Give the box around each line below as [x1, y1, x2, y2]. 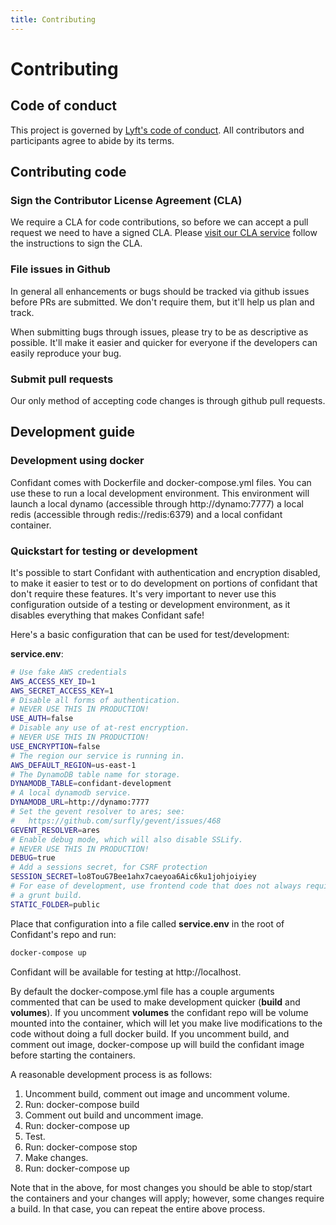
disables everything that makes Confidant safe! [10, 609, 205, 621]
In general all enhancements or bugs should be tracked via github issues [10, 285, 310, 297]
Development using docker [10, 454, 145, 468]
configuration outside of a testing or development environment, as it [10, 598, 291, 610]
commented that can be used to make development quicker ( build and [10, 996, 301, 1008]
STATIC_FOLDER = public [10, 899, 101, 910]
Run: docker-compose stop [24, 1141, 138, 1153]
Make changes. [24, 1151, 89, 1163]
